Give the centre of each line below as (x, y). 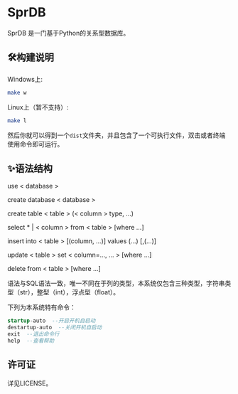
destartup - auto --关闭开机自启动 (55, 328)
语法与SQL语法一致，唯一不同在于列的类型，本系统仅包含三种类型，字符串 (116, 283)
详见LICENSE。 (30, 383)
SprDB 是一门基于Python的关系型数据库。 (69, 33)
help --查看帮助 (31, 341)
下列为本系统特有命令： (42, 307)
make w (17, 92)
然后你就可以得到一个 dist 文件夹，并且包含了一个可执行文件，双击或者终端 (117, 135)
